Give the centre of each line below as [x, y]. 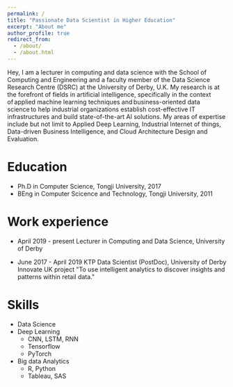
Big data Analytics [43, 361]
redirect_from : [29, 40]
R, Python [42, 368]
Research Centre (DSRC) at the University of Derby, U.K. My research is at [114, 87]
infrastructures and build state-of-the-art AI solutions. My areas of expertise [116, 116]
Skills [23, 305]
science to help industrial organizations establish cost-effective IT [102, 109]
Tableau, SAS [47, 376]
